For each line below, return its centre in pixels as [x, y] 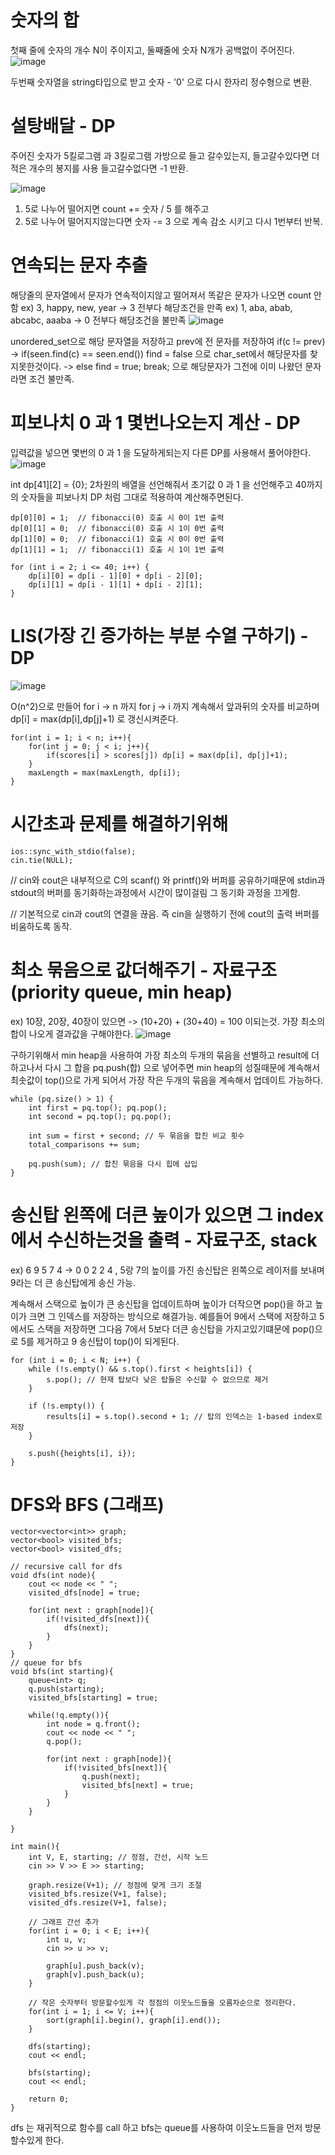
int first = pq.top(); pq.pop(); [98, 1107]
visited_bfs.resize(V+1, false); [98, 1894]
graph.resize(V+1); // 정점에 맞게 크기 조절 [115, 1886]
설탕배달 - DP [63, 126]
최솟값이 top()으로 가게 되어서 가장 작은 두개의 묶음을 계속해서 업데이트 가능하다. [167, 1080]
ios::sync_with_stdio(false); [73, 851]
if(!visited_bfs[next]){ [115, 1768]
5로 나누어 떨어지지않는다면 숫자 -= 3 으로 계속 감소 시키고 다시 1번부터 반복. [173, 221]
